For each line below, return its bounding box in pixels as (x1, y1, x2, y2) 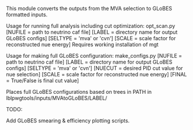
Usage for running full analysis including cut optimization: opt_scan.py (6, 23, 175, 29)
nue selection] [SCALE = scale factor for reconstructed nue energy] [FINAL (6, 71, 187, 78)
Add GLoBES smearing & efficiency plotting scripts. (6, 117, 130, 124)
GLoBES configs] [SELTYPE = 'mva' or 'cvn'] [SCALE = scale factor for (6, 35, 176, 41)
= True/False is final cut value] (6, 77, 79, 84)
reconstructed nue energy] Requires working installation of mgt (6, 41, 159, 48)
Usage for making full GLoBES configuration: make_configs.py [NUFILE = (6, 52, 182, 59)
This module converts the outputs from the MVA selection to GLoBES (6, 5, 173, 12)
